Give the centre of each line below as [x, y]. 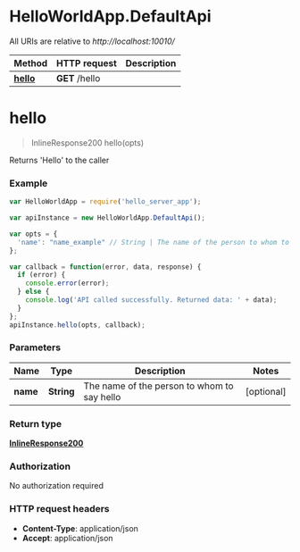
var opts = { [33, 234]
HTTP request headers [59, 509]
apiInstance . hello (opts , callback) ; [77, 325]
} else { [33, 292]
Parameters [35, 347]
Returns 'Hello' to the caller [59, 160]
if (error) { [42, 275]
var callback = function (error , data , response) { [105, 267]
